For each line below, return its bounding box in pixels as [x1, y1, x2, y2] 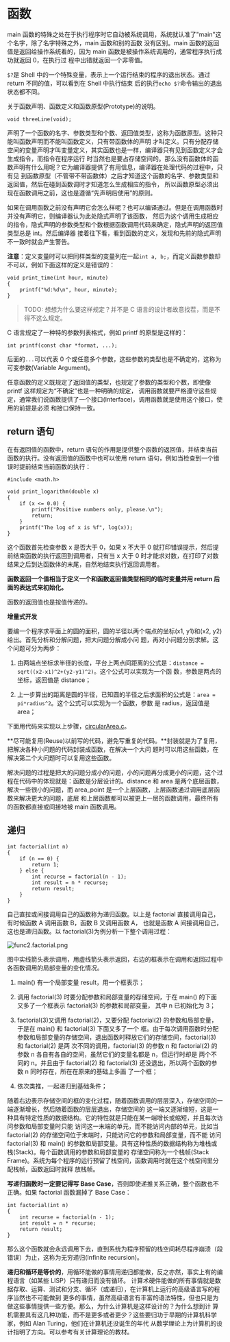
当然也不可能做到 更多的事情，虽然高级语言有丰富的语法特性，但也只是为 [12, 1293, 219, 1302]
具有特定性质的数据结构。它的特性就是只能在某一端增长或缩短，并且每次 [12, 1113, 217, 1121]
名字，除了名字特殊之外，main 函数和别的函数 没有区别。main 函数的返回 [12, 38, 220, 47]
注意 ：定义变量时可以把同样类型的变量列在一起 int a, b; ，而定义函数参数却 [7, 252, 221, 260]
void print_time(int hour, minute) [7, 274, 109, 281]
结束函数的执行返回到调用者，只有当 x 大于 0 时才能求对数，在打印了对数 [12, 551, 219, 559]
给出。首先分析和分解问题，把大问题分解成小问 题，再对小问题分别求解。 [7, 635, 213, 644]
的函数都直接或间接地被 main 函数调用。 [7, 803, 120, 811]
